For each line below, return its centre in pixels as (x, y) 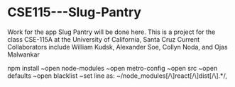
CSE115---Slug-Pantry (75, 12)
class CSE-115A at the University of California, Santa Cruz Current (104, 39)
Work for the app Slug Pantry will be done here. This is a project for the (111, 32)
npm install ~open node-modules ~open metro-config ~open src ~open (113, 68)
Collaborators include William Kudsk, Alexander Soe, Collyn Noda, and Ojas (118, 47)
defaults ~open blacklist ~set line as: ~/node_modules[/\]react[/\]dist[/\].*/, (117, 76)
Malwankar (24, 54)
